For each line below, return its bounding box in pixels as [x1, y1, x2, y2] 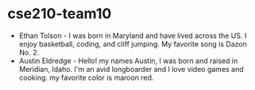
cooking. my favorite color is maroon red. [18, 73, 154, 82]
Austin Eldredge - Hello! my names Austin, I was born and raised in [18, 56, 238, 66]
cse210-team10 [7, 5, 112, 23]
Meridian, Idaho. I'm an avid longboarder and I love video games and [18, 64, 244, 73]
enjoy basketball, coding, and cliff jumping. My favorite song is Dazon [18, 39, 247, 48]
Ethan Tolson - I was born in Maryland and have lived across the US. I [18, 31, 247, 40]
